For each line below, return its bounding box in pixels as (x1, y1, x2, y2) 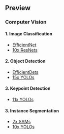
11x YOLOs (12, 96, 34, 102)
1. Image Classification (5, 30, 53, 36)
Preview (5, 4, 31, 12)
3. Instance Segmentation (5, 107, 59, 113)
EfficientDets (12, 69, 38, 75)
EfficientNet (12, 42, 37, 48)
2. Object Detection (5, 58, 46, 64)
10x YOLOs (12, 124, 35, 130)
